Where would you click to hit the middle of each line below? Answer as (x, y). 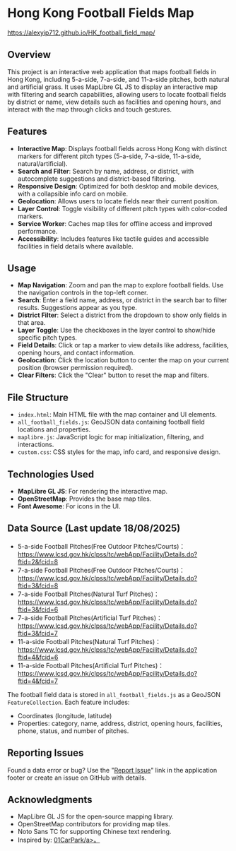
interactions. (36, 445)
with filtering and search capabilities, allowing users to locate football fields (117, 94)
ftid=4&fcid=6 (38, 657)
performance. (37, 231)
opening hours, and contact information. (76, 353)
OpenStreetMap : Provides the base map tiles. (84, 499)
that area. (31, 323)
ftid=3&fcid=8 (38, 585)
